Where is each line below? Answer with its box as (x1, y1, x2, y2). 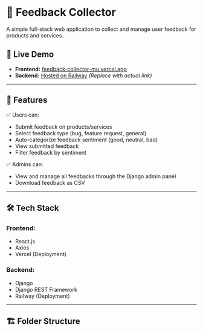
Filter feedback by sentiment (14, 149, 86, 156)
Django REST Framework (14, 286, 77, 293)
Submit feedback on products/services (14, 123, 112, 130)
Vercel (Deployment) (14, 251, 67, 258)
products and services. (6, 31, 64, 39)
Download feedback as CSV (14, 179, 85, 186)
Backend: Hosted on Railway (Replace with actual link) (14, 72, 152, 79)
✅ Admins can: (6, 160, 43, 168)
